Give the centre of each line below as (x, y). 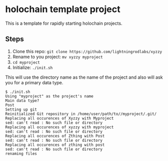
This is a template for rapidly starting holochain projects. (64, 23)
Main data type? (22, 100)
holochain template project (63, 9)
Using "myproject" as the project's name (49, 96)
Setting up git (21, 110)
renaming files (21, 153)
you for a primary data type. (34, 82)
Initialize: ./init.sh (33, 67)
